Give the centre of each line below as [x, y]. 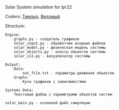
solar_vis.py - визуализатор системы [52, 56]
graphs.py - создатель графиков [47, 39]
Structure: [15, 26]
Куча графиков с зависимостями [54, 82]
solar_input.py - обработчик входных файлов [60, 43]
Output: [13, 65]
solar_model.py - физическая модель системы [60, 48]
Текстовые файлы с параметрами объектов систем [63, 94]
